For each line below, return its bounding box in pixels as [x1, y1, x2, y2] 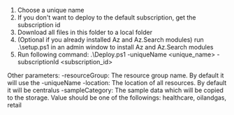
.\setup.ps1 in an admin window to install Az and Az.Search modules [17, 43, 214, 51]
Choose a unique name [17, 6, 85, 14]
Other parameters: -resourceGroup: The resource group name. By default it [7, 71, 224, 79]
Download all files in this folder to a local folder [17, 28, 153, 36]
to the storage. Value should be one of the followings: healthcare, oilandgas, [7, 93, 227, 102]
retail [7, 101, 22, 109]
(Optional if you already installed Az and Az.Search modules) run [17, 36, 204, 44]
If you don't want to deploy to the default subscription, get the [17, 13, 196, 22]
